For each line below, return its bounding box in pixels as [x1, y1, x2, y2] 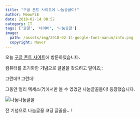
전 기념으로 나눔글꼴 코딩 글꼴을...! [5, 107, 72, 113]
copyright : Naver [10, 40, 46, 45]
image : [5, 30, 19, 35]
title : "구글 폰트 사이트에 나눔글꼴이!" [5, 7, 79, 12]
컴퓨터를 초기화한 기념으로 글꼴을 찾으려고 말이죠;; [5, 64, 103, 70]
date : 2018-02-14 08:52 [5, 16, 55, 21]
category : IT [5, 21, 33, 26]
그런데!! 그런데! [5, 75, 35, 81]
